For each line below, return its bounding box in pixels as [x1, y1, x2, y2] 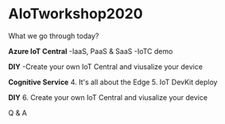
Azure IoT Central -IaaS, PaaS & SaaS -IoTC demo [8, 46, 173, 56]
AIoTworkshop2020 [8, 5, 143, 23]
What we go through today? [8, 31, 99, 41]
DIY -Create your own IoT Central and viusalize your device [8, 61, 203, 72]
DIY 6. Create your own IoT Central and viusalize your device [8, 92, 208, 102]
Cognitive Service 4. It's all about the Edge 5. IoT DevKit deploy [8, 77, 218, 87]
